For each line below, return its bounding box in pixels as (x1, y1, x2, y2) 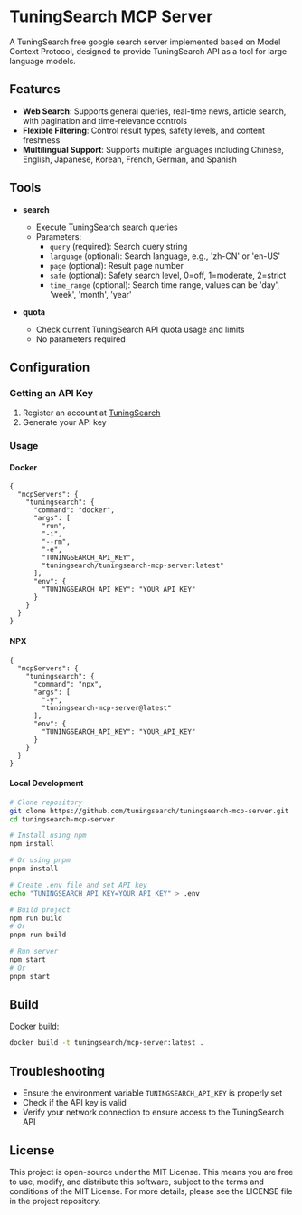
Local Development (9, 778, 84, 789)
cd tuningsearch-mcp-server (9, 814, 116, 824)
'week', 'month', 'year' (49, 289, 133, 299)
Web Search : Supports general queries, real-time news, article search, (22, 106, 287, 117)
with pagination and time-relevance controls (22, 115, 188, 126)
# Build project (9, 905, 71, 915)
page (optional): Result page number (49, 260, 184, 271)
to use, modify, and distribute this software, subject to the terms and (9, 1176, 265, 1187)
